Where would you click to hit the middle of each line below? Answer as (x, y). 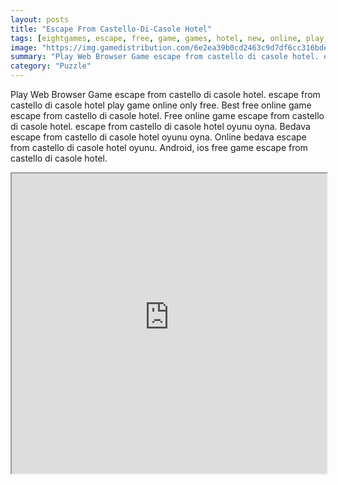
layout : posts (40, 19)
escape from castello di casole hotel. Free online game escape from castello (167, 115)
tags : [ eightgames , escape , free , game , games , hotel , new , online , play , (169, 38)
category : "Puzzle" (51, 66)
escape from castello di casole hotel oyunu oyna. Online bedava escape (158, 137)
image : (24, 47)
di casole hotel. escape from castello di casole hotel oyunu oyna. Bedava (160, 126)
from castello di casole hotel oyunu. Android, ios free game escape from (159, 147)
